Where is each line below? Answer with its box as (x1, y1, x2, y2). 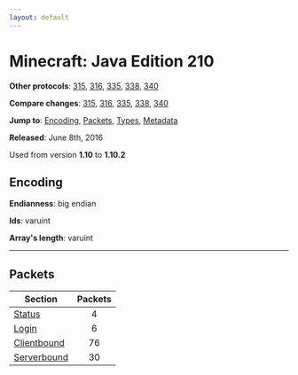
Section (24, 293, 58, 306)
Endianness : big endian (9, 199, 97, 209)
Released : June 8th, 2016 (9, 132, 104, 143)
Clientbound (13, 337, 65, 349)
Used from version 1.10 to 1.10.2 (9, 149, 126, 160)
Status (13, 308, 41, 320)
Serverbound (13, 351, 69, 363)
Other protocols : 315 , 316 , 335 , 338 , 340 (9, 81, 160, 91)
